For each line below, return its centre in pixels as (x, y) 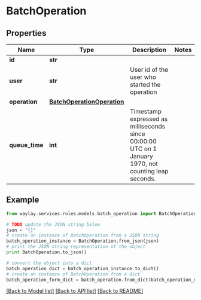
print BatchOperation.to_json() (46, 252)
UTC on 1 (143, 149)
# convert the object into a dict (49, 263)
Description (149, 50)
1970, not (144, 164)
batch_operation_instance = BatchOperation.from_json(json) (83, 241)
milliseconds (147, 126)
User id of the (149, 70)
